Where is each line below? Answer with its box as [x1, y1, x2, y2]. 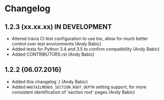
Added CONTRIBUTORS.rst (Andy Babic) [11, 51, 95, 57]
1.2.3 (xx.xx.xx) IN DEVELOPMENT [4, 23, 112, 31]
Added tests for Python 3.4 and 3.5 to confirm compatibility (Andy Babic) [11, 46, 160, 52]
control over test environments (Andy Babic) [11, 41, 102, 47]
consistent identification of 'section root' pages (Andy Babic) [11, 89, 135, 95]
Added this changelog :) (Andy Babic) [11, 78, 88, 84]
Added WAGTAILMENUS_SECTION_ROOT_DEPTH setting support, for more [11, 84, 147, 90]
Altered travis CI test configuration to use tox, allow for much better [11, 35, 148, 41]
